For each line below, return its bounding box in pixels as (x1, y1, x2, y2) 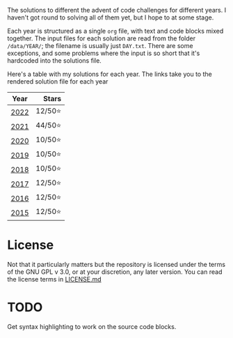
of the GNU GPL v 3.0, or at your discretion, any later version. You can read (7, 268, 223, 276)
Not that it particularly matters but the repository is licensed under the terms (7, 260, 226, 268)
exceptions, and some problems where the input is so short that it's (7, 49, 200, 57)
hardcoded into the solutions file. (7, 56, 102, 65)
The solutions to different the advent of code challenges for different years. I (7, 6, 227, 14)
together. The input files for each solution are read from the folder (7, 34, 196, 43)
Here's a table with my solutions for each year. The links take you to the (7, 70, 212, 78)
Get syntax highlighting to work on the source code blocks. (7, 322, 177, 330)
